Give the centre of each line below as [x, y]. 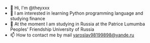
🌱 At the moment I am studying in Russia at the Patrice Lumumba [78, 24]
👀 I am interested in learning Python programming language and [77, 13]
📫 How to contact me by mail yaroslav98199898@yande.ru [72, 35]
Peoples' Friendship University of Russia [52, 29]
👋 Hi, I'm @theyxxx [30, 8]
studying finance [28, 18]
